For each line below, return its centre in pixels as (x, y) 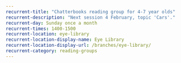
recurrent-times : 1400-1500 (41, 28)
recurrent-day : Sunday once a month (51, 23)
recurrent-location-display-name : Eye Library (65, 40)
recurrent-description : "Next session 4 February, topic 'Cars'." (91, 17)
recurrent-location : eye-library (48, 34)
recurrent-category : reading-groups (51, 51)
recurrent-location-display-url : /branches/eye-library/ (78, 46)
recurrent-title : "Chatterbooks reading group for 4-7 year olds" (91, 12)
